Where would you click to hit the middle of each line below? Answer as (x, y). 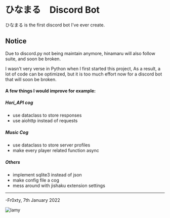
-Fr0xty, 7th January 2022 (33, 200)
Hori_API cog (19, 102)
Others (13, 162)
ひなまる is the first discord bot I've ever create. (55, 25)
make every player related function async (56, 151)
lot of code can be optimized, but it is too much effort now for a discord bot (84, 74)
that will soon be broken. (31, 79)
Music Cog (17, 132)
